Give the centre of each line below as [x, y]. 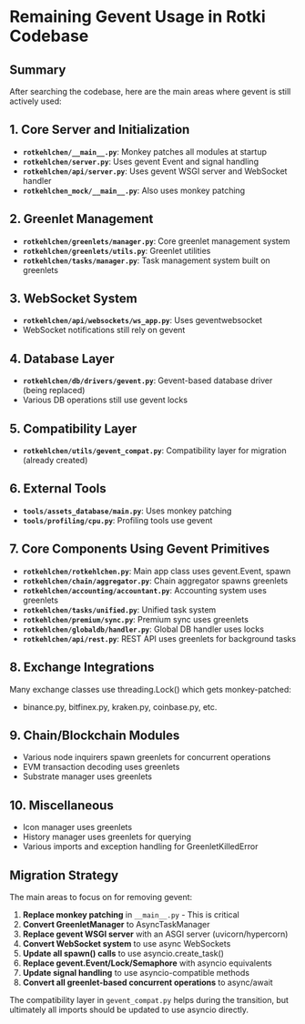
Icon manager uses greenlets [77, 827]
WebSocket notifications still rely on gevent [104, 330]
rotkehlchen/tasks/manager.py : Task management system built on [146, 260]
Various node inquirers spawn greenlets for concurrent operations [147, 757]
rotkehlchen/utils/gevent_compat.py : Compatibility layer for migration [154, 451]
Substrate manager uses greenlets [87, 776]
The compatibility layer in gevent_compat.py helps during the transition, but [149, 999]
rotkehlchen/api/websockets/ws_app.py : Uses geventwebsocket [142, 320]
